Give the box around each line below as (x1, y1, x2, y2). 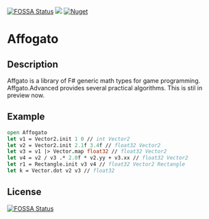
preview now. (7, 91, 45, 99)
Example (7, 111, 45, 123)
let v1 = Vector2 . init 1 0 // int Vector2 (7, 136, 130, 142)
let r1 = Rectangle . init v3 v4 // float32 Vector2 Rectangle (7, 161, 186, 168)
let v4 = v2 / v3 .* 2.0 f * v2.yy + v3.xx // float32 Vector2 (7, 155, 188, 162)
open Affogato (7, 129, 48, 136)
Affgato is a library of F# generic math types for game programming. (7, 77, 201, 85)
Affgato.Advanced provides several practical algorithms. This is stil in (7, 84, 203, 92)
